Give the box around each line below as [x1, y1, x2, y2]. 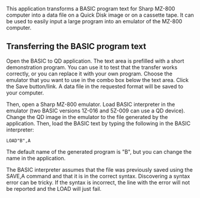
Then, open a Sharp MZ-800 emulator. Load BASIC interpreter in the [6, 100, 175, 108]
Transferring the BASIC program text [6, 41, 147, 51]
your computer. [6, 89, 44, 96]
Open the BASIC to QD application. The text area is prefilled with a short [6, 57, 184, 65]
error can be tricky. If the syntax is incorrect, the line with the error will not [6, 179, 190, 186]
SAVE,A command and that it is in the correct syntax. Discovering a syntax [6, 172, 190, 179]
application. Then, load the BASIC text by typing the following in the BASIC [6, 120, 191, 127]
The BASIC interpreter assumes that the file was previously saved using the [6, 166, 193, 173]
